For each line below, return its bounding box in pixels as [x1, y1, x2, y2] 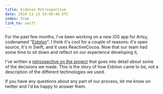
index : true [5, 16, 29, 21]
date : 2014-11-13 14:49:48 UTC [5, 12, 69, 16]
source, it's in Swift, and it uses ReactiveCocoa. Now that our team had [5, 44, 147, 50]
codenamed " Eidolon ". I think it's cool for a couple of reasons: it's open [5, 39, 148, 45]
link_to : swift [5, 20, 36, 26]
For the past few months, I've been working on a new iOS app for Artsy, [5, 34, 148, 40]
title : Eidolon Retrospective [5, 7, 67, 12]
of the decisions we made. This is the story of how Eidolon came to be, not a [5, 64, 159, 70]
